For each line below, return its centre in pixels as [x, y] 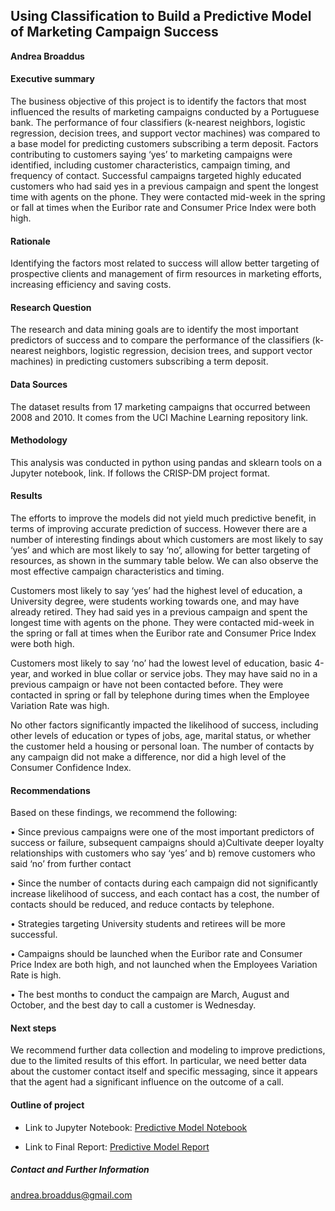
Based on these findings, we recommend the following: [124, 813]
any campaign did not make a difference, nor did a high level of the [148, 757]
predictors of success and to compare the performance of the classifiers [160, 340]
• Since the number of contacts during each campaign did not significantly [164, 883]
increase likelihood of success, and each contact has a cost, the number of [165, 894]
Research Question [51, 307]
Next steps [33, 1028]
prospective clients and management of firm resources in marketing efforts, [166, 274]
